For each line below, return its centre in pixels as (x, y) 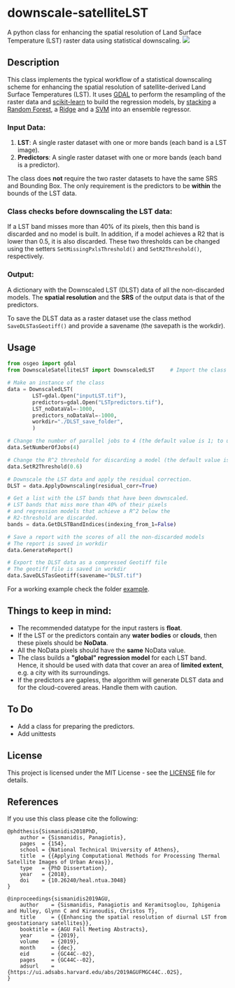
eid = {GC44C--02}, (58, 954)
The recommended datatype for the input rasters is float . (100, 628)
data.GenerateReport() (40, 550)
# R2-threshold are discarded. (53, 518)
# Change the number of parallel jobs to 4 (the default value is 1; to (115, 441)
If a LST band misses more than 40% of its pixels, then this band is (104, 227)
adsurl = (37, 966)
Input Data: (27, 127)
